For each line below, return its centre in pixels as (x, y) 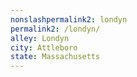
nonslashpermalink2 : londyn (69, 19)
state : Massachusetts (55, 57)
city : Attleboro (44, 47)
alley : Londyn (40, 38)
